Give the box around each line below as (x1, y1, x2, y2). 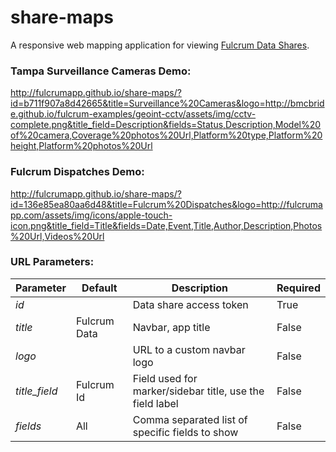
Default (81, 281, 118, 295)
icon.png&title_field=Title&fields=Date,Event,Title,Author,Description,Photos (10, 219, 323, 231)
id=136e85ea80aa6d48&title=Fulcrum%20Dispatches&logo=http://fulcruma (10, 198, 323, 210)
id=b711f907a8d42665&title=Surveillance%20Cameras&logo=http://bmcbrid (10, 97, 325, 110)
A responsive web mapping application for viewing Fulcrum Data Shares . (10, 39, 310, 51)
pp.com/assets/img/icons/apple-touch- (10, 209, 173, 221)
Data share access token (132, 297, 249, 311)
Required (276, 281, 321, 295)
